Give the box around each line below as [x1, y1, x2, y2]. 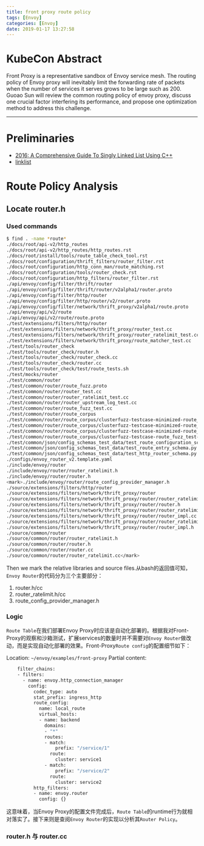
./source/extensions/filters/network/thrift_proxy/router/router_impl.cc [6, 512, 197, 519]
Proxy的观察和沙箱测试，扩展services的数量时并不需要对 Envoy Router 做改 [6, 634, 192, 642]
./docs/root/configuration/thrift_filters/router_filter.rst [6, 258, 165, 265]
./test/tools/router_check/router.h [6, 349, 99, 355]
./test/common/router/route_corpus [6, 411, 97, 418]
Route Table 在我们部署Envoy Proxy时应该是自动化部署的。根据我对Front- [6, 627, 189, 634]
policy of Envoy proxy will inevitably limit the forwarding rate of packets [6, 79, 185, 86]
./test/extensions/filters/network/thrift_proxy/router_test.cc [6, 326, 172, 332]
